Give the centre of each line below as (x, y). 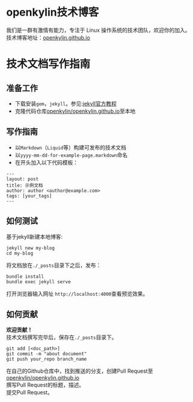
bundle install (25, 277)
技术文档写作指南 (49, 64)
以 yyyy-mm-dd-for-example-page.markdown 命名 (71, 155)
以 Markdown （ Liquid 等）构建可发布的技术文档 (71, 147)
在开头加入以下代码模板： (46, 162)
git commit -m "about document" (46, 354)
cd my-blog (20, 253)
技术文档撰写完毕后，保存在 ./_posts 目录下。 (62, 337)
